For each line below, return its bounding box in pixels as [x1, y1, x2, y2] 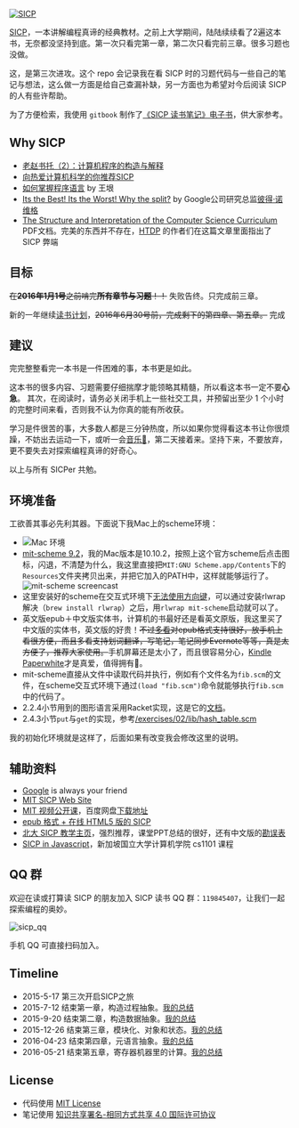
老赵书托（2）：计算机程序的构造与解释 [21, 160, 165, 171]
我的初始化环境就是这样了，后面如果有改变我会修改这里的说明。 [9, 733, 243, 743]
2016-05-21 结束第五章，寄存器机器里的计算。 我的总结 [21, 1046, 223, 1057]
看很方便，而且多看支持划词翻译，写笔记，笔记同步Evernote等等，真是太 [21, 636, 289, 646]
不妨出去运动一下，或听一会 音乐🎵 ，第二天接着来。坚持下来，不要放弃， [24, 434, 287, 445]
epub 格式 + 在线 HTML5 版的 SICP [21, 816, 151, 827]
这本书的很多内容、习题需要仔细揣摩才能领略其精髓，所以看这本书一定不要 [9, 382, 282, 393]
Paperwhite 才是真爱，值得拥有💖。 [21, 658, 148, 669]
